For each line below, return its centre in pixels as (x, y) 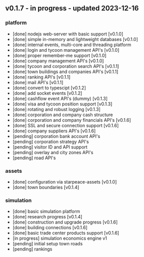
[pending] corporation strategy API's (51, 141)
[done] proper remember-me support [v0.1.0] (59, 55)
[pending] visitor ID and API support (50, 147)
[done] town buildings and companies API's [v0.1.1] (65, 71)
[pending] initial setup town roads (47, 244)
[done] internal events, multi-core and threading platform (72, 45)
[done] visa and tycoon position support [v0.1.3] (62, 104)
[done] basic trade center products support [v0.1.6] (66, 233)
